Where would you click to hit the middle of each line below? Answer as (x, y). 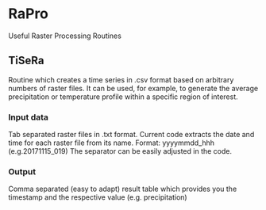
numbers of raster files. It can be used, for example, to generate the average (133, 88)
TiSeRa (26, 61)
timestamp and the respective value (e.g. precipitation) (98, 197)
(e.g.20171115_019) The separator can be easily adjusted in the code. (120, 151)
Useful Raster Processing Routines (65, 36)
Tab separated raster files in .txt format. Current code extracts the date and (131, 135)
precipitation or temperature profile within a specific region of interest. (123, 97)
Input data (29, 117)
